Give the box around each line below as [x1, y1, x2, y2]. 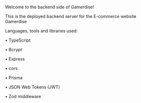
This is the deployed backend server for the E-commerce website [5, 14, 137, 19]
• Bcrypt [5, 47, 22, 52]
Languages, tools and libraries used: [5, 28, 78, 33]
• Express [5, 56, 25, 62]
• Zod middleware [5, 94, 41, 99]
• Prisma [5, 75, 23, 80]
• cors [5, 65, 18, 71]
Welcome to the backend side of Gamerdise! [5, 4, 94, 10]
